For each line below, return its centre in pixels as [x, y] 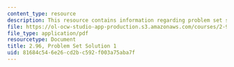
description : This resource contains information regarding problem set [115, 20]
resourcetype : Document [42, 40]
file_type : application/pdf [48, 33]
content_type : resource [42, 14]
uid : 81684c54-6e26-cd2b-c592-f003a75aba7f [71, 53]
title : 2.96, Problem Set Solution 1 [62, 46]
